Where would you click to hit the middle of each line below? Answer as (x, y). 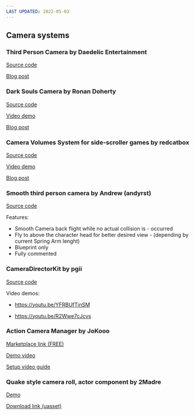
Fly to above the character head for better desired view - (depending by (102, 235)
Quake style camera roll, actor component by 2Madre (84, 381)
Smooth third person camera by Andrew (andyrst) (79, 193)
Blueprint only (31, 247)
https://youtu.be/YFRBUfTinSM (52, 304)
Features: (18, 217)
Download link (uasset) (34, 406)
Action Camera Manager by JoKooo (58, 331)
